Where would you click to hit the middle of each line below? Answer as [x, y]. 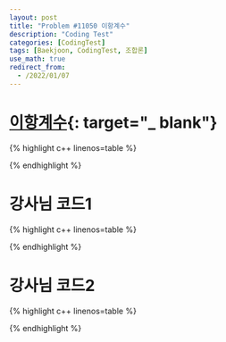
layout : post [33, 17]
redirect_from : [38, 68]
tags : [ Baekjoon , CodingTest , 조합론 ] [79, 51]
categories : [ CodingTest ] [57, 42]
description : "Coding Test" [62, 34]
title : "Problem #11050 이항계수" [70, 26]
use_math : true [38, 59]
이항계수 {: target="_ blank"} [113, 122]
